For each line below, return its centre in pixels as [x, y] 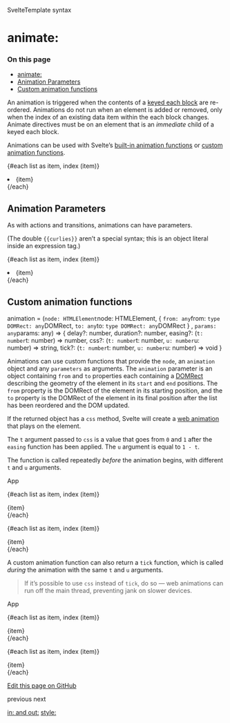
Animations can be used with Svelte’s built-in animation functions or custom [115, 145]
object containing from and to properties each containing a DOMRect [105, 376]
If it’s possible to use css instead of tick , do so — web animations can [124, 583]
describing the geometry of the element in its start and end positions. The [113, 384]
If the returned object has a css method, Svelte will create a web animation [113, 419]
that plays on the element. [44, 426]
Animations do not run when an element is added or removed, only [128, 110]
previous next [27, 699]
